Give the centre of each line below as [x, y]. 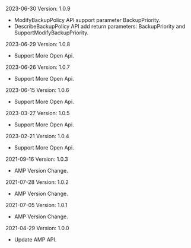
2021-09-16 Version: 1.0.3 [37, 159]
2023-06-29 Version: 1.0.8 [38, 44]
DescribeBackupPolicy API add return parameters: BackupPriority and [100, 26]
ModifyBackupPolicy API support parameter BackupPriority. [87, 20]
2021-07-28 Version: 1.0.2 [37, 182]
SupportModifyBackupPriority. [51, 33]
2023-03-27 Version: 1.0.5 [38, 113]
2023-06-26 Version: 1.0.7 [38, 67]
